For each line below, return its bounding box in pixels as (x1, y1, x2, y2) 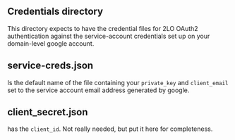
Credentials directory (7, 6, 104, 18)
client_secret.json (7, 106, 88, 118)
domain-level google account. (7, 39, 95, 48)
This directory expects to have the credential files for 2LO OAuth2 (7, 24, 199, 32)
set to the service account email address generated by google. (7, 86, 190, 94)
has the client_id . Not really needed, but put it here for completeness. (7, 125, 213, 133)
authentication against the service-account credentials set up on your (7, 32, 210, 40)
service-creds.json (7, 60, 94, 72)
